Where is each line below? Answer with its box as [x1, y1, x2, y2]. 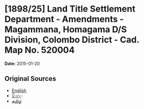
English [11, 87, 27, 93]
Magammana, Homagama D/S [4, 24, 127, 35]
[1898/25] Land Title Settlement [4, 3, 136, 15]
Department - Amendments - [4, 14, 124, 25]
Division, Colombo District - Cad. [4, 34, 139, 46]
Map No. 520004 [4, 45, 75, 56]
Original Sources [4, 75, 56, 83]
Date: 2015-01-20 [4, 61, 40, 66]
